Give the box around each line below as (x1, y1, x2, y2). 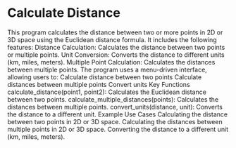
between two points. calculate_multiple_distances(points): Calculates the (7, 95, 219, 103)
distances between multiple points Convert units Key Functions (7, 80, 190, 88)
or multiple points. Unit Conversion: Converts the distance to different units (7, 51, 225, 59)
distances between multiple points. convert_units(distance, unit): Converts (7, 102, 223, 111)
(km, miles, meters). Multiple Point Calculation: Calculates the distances (7, 58, 216, 66)
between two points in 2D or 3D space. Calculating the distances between (7, 117, 223, 126)
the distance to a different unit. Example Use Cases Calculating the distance (7, 110, 228, 119)
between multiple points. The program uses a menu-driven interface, (7, 65, 208, 74)
